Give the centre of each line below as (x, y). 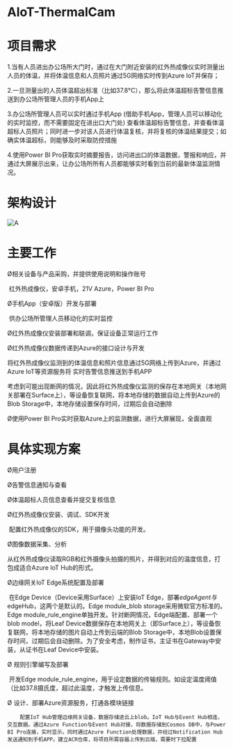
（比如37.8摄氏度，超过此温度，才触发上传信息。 (77, 688)
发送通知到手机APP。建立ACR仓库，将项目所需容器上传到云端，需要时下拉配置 (102, 739)
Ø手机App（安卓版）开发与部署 (52, 303)
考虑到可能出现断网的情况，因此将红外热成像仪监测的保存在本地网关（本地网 (117, 386)
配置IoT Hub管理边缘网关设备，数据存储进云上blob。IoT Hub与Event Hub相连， (121, 717)
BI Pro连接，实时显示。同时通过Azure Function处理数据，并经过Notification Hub (115, 732)
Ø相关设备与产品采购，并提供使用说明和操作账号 (77, 274)
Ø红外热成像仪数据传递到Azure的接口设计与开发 (76, 348)
